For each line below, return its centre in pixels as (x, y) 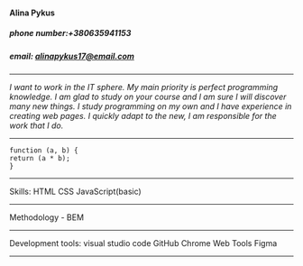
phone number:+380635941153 (70, 33)
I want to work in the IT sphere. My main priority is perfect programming (143, 87)
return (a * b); (40, 158)
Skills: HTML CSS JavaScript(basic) (75, 191)
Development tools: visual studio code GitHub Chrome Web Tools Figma (143, 243)
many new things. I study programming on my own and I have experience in (151, 106)
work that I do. (37, 125)
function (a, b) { (44, 150)
